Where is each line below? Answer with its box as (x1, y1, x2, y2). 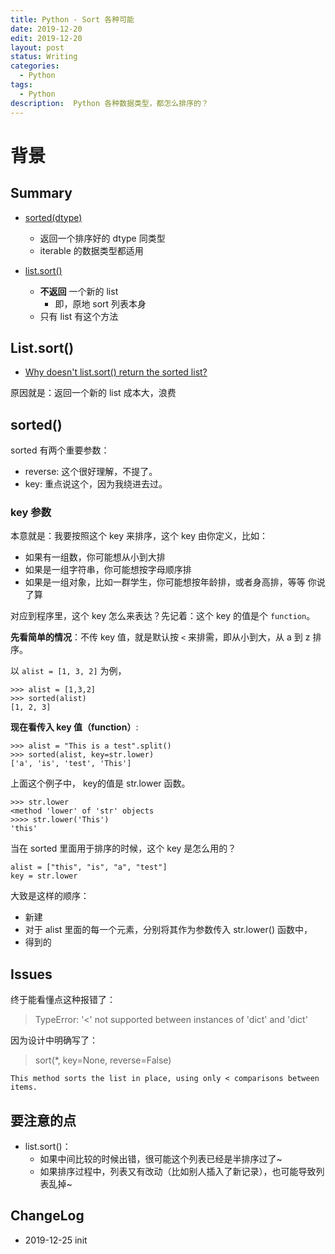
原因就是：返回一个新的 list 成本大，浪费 (10, 387, 177, 399)
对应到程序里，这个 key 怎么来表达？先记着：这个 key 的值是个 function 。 (10, 610, 316, 622)
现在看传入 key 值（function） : (10, 721, 139, 733)
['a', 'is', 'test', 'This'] (10, 759, 132, 769)
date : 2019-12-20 (10, 24, 83, 34)
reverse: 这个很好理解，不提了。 (24, 466, 158, 478)
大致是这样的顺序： (10, 890, 90, 902)
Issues (10, 966, 53, 983)
